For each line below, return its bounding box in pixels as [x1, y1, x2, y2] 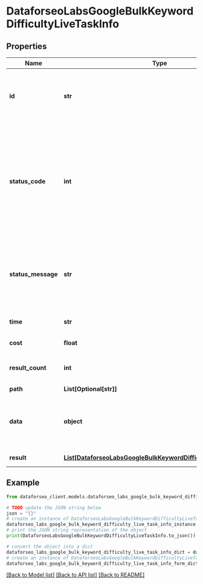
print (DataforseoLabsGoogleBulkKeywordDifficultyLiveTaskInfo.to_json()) [6, 533, 196, 539]
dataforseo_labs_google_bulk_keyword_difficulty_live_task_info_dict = [6, 549, 190, 555]
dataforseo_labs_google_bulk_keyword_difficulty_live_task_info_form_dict [6, 560, 199, 566]
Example [6, 478, 40, 488]
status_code [9, 177, 46, 185]
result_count [9, 364, 47, 372]
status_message [9, 270, 59, 278]
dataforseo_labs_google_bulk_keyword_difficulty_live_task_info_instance [6, 521, 196, 528]
